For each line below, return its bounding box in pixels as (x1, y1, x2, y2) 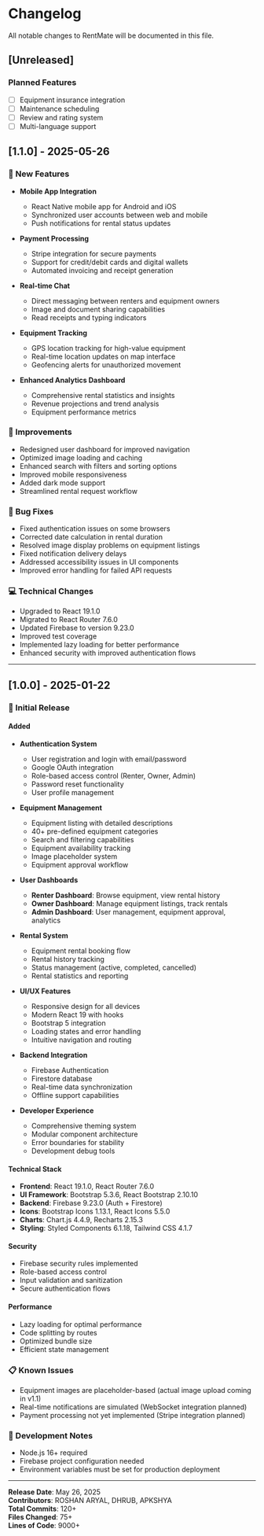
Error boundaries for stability (31, 1137, 125, 1147)
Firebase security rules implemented (19, 1259, 139, 1269)
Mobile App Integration (19, 186, 97, 196)
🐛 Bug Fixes (8, 506, 53, 517)
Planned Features (8, 77, 77, 88)
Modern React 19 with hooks (31, 1010, 124, 1019)
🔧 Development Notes (8, 1430, 93, 1441)
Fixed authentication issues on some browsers (19, 524, 170, 533)
